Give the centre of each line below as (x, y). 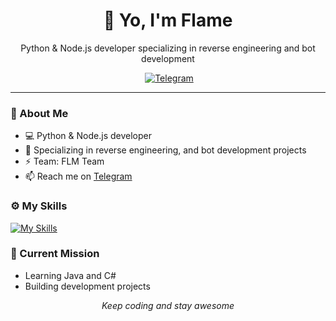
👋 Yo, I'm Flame (168, 20)
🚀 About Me (39, 113)
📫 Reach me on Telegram (78, 176)
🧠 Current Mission (55, 254)
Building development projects (87, 286)
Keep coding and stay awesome (168, 305)
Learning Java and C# (70, 275)
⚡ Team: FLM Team (64, 161)
